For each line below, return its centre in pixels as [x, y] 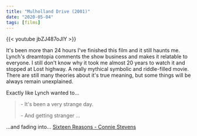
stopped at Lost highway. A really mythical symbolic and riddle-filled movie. [98, 69]
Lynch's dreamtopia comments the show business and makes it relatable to [97, 57]
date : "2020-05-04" [30, 17]
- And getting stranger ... [50, 115]
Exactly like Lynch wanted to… [43, 93]
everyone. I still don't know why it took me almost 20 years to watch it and [96, 63]
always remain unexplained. [40, 81]
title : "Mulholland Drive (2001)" [48, 11]
